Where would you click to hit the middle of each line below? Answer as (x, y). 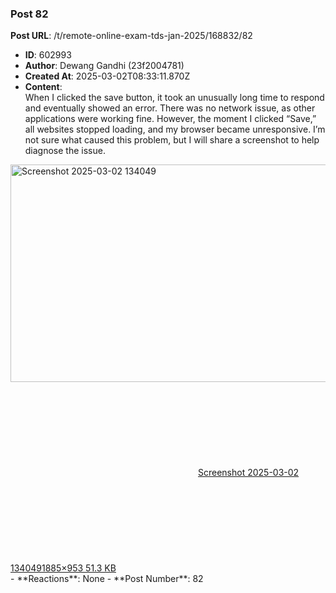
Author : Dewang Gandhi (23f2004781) (104, 66)
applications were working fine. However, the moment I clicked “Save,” (170, 119)
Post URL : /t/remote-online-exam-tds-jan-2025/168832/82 (131, 36)
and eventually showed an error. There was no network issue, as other (170, 108)
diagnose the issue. (65, 151)
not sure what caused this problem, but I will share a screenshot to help (172, 140)
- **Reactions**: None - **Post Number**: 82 (107, 579)
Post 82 (29, 14)
